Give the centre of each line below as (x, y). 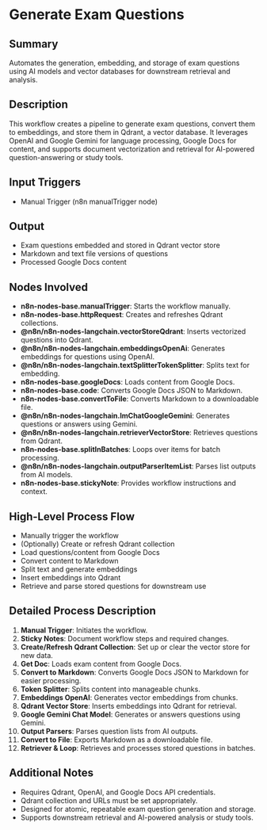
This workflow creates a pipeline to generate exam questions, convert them (132, 124)
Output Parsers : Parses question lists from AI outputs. (109, 731)
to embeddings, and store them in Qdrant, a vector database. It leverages (129, 132)
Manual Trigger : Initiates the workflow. (84, 630)
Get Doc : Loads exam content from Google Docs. (101, 664)
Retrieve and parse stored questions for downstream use (113, 586)
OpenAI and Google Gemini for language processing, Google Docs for (123, 140)
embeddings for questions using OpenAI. (88, 357)
